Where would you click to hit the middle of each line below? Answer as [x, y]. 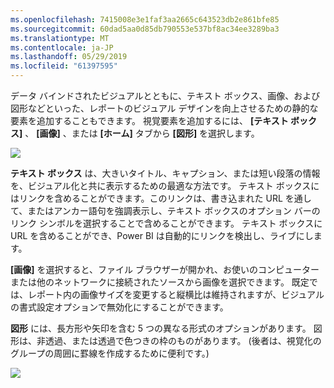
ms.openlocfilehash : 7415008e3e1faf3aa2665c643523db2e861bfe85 [145, 19]
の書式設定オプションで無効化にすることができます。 [119, 307]
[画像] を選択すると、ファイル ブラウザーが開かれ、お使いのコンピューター [165, 269]
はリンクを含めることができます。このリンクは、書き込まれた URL [146, 198]
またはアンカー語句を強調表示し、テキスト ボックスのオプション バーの [174, 210]
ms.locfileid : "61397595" [64, 66]
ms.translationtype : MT [60, 38]
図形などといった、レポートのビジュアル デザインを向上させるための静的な [164, 108]
